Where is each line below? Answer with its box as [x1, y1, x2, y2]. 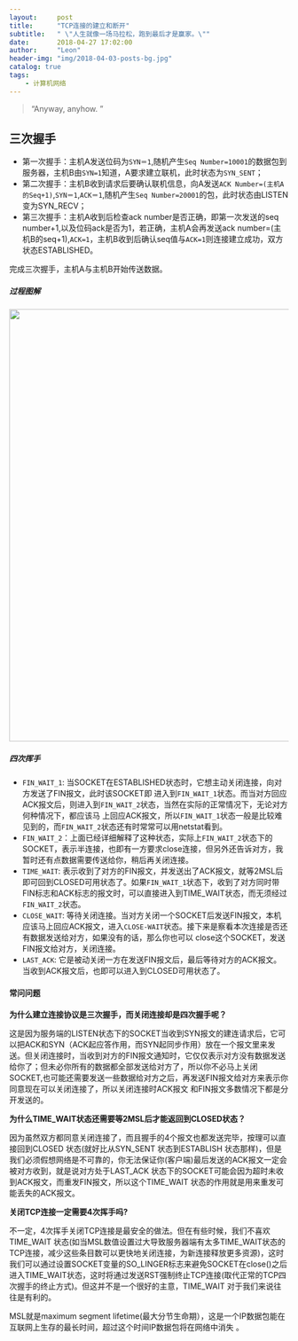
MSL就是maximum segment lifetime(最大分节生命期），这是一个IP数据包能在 [9, 1310, 286, 1321]
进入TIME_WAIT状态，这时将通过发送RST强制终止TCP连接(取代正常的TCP [9, 1269, 279, 1280]
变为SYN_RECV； [21, 200, 87, 211]
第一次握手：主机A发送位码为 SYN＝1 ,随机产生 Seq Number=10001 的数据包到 [21, 156, 287, 167]
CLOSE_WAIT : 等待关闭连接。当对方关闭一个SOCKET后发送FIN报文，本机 [21, 910, 282, 921]
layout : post [9, 12, 74, 22]
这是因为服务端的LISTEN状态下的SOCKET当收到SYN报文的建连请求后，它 [9, 1028, 278, 1039]
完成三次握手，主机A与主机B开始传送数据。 [9, 263, 168, 275]
